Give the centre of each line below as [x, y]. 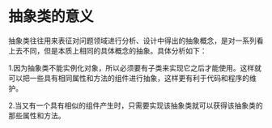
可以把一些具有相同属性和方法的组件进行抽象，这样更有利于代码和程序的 [129, 78]
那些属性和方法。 [37, 115]
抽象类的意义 [51, 17]
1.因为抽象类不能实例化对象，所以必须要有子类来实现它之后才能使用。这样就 [135, 68]
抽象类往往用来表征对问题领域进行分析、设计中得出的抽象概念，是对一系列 [132, 41]
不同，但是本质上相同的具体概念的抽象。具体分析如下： [115, 50]
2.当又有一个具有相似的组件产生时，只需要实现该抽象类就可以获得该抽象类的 [136, 105]
